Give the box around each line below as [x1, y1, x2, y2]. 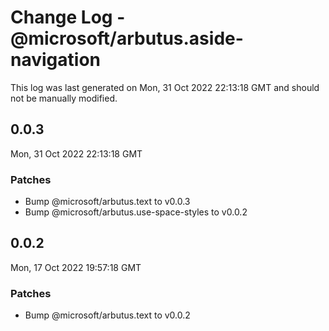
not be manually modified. [10, 92, 118, 104]
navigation [10, 49, 101, 71]
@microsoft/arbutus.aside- [10, 27, 244, 50]
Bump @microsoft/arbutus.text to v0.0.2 [24, 309, 191, 321]
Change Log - [10, 6, 126, 29]
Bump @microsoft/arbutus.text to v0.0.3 [24, 196, 191, 208]
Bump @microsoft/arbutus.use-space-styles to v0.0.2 [24, 206, 248, 218]
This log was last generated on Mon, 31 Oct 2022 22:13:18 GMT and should [10, 81, 320, 93]
